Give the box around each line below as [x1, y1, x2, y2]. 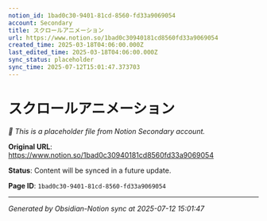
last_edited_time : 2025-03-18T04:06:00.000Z [8, 48, 158, 56]
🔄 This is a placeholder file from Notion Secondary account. [8, 126, 205, 135]
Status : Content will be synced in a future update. [8, 166, 172, 175]
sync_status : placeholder [8, 56, 94, 64]
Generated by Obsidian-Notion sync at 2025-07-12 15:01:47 [8, 204, 205, 213]
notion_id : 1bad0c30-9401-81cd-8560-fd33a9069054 [8, 11, 176, 20]
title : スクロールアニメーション [8, 26, 105, 34]
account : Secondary [8, 19, 73, 27]
